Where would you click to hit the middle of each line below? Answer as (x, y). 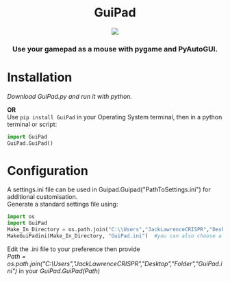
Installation (40, 78)
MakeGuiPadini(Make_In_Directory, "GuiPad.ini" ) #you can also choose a (115, 236)
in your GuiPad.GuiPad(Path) (60, 271)
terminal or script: (32, 124)
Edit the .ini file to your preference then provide (74, 249)
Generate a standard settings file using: (63, 204)
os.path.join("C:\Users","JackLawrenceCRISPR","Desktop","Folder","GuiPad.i (115, 263)
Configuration (48, 171)
